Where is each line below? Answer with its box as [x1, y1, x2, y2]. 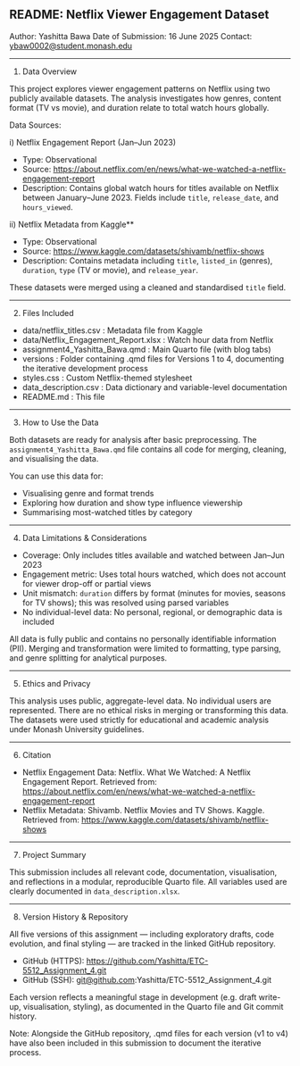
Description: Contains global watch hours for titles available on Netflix [21, 182, 279, 193]
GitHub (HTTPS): [21, 955, 85, 966]
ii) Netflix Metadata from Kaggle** [9, 219, 135, 229]
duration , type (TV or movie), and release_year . [21, 264, 199, 275]
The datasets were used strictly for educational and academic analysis [9, 714, 270, 725]
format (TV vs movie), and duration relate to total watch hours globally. [9, 102, 270, 112]
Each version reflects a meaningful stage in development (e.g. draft [9, 991, 257, 1003]
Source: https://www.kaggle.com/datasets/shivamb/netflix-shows [21, 246, 265, 256]
